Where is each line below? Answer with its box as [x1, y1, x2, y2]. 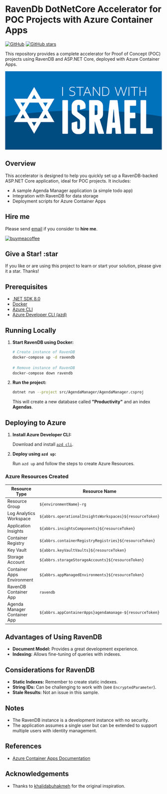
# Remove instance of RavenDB [12, 365, 76, 370]
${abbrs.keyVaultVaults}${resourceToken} [39, 548, 127, 553]
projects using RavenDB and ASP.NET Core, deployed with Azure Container [5, 56, 160, 62]
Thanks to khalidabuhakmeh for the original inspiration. [12, 783, 126, 789]
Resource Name [83, 489, 117, 495]
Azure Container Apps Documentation [12, 755, 90, 761]
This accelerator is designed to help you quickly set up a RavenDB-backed [5, 173, 158, 179]
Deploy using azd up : [12, 451, 56, 457]
